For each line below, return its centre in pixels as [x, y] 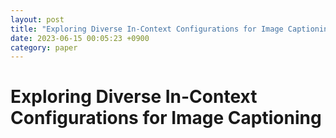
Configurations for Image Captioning [166, 118]
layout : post [37, 19]
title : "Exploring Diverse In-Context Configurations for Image [147, 29]
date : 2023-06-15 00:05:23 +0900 [80, 38]
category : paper [44, 47]
